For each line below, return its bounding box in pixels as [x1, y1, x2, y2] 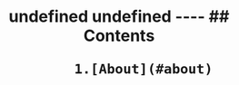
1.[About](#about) [74, 61, 214, 78]
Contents [83, 25, 155, 46]
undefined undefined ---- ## [8, 6, 230, 27]
